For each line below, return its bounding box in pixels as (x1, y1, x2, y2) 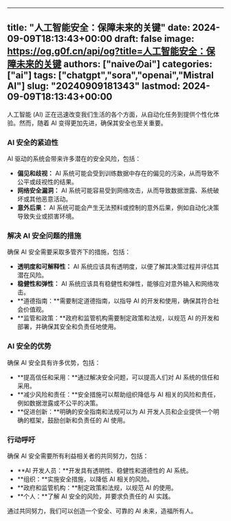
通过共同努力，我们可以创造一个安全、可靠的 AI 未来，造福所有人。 (7, 507, 197, 515)
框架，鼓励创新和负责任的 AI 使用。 (29, 416, 129, 424)
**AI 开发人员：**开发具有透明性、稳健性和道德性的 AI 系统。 (16, 467, 192, 474)
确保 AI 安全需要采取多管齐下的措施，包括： (7, 248, 131, 256)
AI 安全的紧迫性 (7, 137, 58, 147)
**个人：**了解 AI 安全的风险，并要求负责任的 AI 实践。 (16, 492, 175, 500)
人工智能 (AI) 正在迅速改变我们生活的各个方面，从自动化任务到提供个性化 (7, 110, 214, 118)
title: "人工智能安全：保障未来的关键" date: (7, 22, 190, 34)
